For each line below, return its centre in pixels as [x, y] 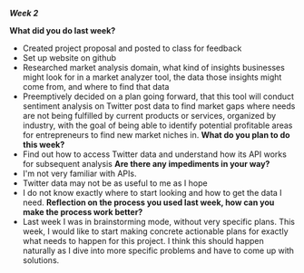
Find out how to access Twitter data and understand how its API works [155, 154]
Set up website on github [69, 58]
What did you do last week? [63, 30]
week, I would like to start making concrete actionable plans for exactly [155, 231]
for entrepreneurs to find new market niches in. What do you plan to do [156, 135]
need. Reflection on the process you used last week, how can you [148, 202]
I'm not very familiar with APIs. [79, 173]
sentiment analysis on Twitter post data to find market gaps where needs [159, 106]
